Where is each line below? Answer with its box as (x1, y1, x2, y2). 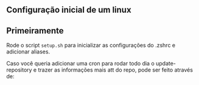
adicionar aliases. (6, 48, 51, 55)
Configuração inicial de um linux (6, 5, 132, 15)
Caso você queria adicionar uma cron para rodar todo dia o (6, 60, 155, 67)
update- (155, 60, 176, 67)
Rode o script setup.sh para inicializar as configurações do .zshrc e (6, 42, 176, 49)
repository (6, 66, 32, 73)
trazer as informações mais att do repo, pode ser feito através (38, 66, 194, 73)
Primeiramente (6, 25, 64, 36)
